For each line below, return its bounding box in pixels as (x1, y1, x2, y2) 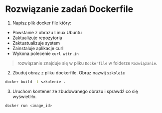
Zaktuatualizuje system (12, 40, 60, 46)
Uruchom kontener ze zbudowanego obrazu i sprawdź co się (12, 88, 138, 94)
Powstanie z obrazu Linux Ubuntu (12, 29, 82, 35)
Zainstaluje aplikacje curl (12, 45, 64, 51)
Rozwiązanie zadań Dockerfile (5, 3, 134, 15)
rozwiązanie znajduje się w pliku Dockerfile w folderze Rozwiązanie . (17, 60, 158, 66)
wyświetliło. (12, 93, 37, 100)
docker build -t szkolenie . (5, 79, 66, 84)
